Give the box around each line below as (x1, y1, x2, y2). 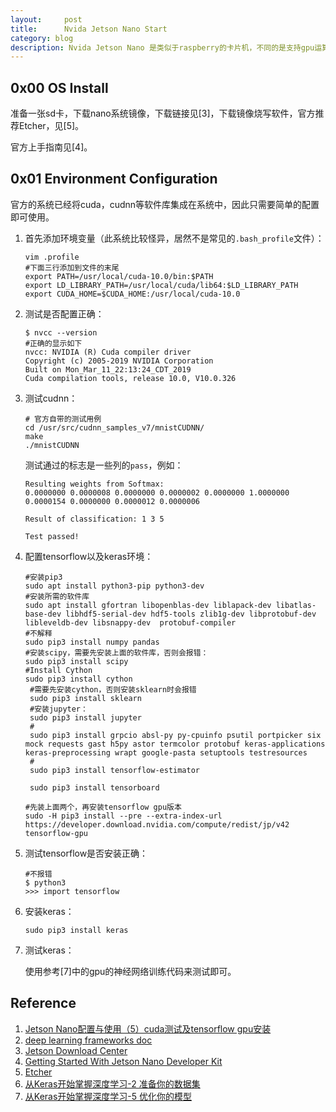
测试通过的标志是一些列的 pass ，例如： (24, 459, 184, 471)
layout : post (10, 14, 83, 25)
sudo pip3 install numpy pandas (24, 637, 160, 647)
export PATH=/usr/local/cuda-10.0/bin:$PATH (24, 271, 214, 281)
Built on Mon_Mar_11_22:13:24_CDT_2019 (24, 364, 192, 375)
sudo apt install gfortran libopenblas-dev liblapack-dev (24, 600, 272, 610)
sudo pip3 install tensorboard (29, 782, 160, 793)
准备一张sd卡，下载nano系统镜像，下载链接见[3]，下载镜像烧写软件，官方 (10, 107, 316, 120)
